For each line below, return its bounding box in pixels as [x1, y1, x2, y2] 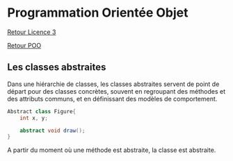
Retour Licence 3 [7, 28, 56, 36]
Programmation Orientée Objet [7, 5, 188, 21]
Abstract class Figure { [7, 108, 77, 115]
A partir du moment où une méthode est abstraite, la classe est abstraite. [7, 146, 216, 154]
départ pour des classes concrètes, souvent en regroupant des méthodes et [7, 87, 226, 95]
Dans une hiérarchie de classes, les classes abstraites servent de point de [7, 80, 220, 88]
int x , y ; [19, 115, 49, 121]
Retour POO [7, 41, 42, 49]
